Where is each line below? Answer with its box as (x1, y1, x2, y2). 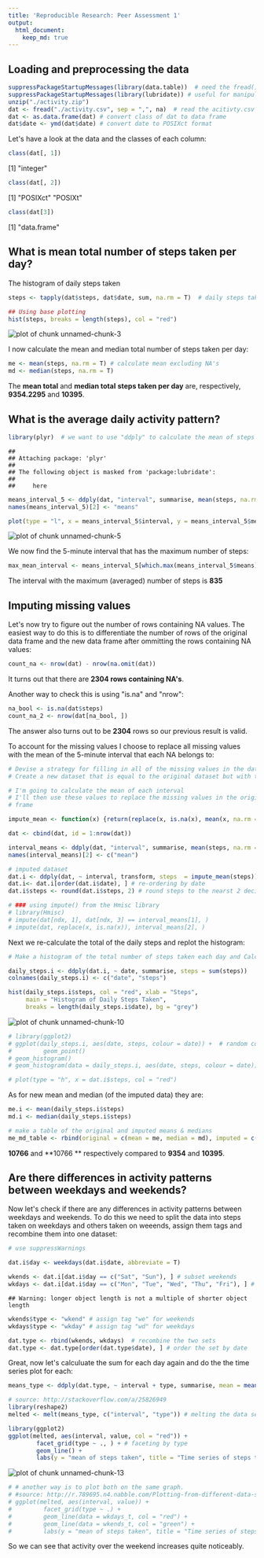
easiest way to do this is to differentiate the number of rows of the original (8, 628, 247, 638)
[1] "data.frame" (8, 222, 60, 232)
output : (8, 19, 34, 27)
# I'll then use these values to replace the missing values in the (8, 794, 237, 802)
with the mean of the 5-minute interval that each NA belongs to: (8, 750, 214, 759)
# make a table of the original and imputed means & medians (8, 1126, 213, 1135)
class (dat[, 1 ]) (8, 149, 61, 157)
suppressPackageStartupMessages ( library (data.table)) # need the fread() (8, 83, 258, 91)
